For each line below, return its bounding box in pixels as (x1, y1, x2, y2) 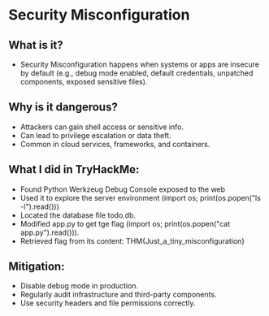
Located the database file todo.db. (20, 210, 137, 220)
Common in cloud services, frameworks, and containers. (20, 139, 210, 149)
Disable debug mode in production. (20, 281, 139, 291)
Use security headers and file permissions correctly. (20, 298, 196, 308)
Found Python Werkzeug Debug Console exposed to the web (20, 184, 226, 194)
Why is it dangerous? (8, 100, 118, 115)
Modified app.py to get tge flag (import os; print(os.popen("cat (20, 219, 230, 228)
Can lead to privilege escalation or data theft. (20, 130, 171, 140)
